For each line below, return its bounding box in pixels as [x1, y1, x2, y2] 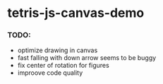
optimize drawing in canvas [17, 46, 98, 54]
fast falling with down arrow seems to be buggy [17, 54, 157, 62]
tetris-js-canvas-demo [7, 5, 145, 21]
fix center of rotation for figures [17, 61, 109, 70]
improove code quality [17, 68, 83, 77]
